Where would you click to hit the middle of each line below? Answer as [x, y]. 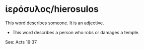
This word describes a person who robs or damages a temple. [76, 32]
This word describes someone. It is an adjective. [55, 23]
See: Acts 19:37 [21, 42]
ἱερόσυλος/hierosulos [52, 9]
